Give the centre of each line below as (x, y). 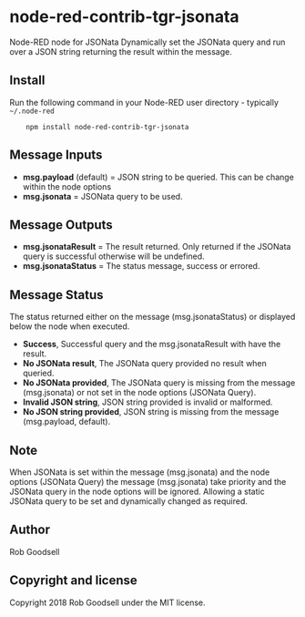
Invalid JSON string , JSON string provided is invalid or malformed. (147, 402)
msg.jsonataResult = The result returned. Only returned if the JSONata (157, 247)
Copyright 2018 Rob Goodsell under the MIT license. (108, 602)
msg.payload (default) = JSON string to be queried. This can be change (158, 177)
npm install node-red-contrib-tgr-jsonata (107, 127)
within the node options (67, 186)
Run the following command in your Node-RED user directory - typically (144, 102)
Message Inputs (56, 155)
